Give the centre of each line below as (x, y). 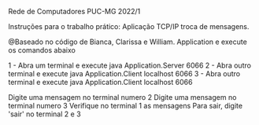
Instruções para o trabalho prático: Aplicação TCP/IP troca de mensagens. (129, 26)
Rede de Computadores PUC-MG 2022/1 (74, 11)
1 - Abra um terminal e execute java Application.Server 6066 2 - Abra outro (130, 65)
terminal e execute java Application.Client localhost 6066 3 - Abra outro (124, 74)
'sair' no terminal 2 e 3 (44, 114)
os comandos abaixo (42, 50)
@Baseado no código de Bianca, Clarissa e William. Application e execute (128, 42)
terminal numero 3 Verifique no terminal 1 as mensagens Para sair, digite (125, 106)
